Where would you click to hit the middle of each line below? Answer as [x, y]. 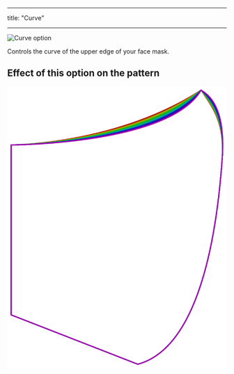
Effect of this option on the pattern [84, 73]
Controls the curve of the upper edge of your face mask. [88, 51]
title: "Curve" [26, 18]
